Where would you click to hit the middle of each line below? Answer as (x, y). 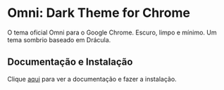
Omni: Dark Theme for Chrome (99, 13)
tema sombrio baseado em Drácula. (59, 39)
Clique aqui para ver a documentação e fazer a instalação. (92, 79)
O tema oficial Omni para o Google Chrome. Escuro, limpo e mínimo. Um (112, 32)
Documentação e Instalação (70, 62)
